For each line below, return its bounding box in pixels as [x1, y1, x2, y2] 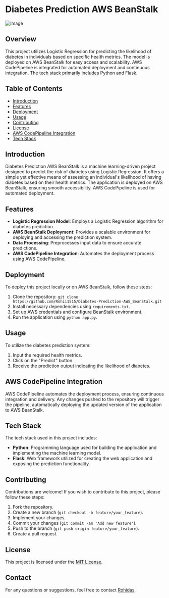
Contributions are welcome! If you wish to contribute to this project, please [5, 489, 160, 495]
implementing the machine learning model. [12, 450, 102, 456]
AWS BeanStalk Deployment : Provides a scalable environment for [12, 229, 150, 235]
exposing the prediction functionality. [12, 461, 90, 467]
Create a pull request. [12, 531, 58, 537]
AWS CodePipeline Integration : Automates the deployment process [12, 251, 154, 257]
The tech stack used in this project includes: [5, 435, 97, 441]
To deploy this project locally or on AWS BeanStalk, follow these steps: [5, 284, 152, 290]
